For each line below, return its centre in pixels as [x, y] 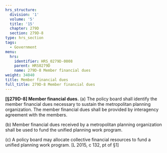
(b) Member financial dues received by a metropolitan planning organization [83, 124]
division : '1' [24, 15]
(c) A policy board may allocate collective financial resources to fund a [78, 139]
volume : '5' [22, 19]
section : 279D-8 [27, 33]
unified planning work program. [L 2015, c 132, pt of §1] [62, 145]
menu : [11, 52]
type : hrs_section [24, 38]
